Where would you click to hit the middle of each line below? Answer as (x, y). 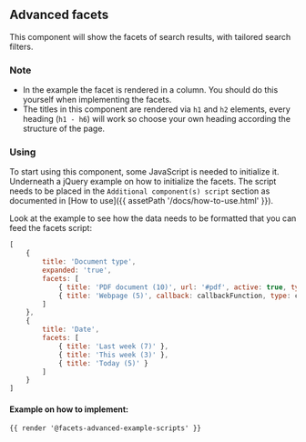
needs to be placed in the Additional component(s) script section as (140, 191)
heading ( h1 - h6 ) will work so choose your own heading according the (157, 119)
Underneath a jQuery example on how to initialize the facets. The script (143, 182)
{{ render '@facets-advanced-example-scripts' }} (106, 428)
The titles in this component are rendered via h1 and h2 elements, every (157, 109)
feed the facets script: (51, 228)
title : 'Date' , (71, 330)
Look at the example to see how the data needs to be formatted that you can (153, 218)
